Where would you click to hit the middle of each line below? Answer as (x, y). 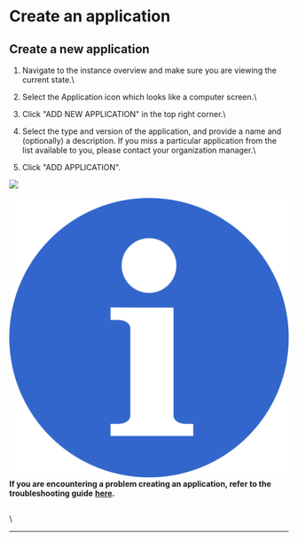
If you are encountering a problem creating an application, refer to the (141, 484)
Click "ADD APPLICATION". (71, 167)
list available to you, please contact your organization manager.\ (139, 150)
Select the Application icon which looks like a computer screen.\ (139, 97)
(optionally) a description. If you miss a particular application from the (149, 141)
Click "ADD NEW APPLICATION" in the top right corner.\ (124, 114)
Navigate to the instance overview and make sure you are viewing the (149, 70)
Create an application (90, 16)
